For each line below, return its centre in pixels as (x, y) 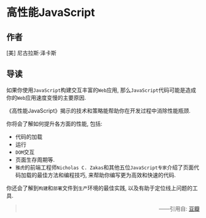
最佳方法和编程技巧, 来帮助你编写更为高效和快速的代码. (106, 175)
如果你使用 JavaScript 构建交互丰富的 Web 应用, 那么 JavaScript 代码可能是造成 (101, 90)
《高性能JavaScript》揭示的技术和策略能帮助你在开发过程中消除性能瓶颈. (99, 110)
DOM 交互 (25, 152)
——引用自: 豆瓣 (179, 208)
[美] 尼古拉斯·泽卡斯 (32, 53)
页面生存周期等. (35, 159)
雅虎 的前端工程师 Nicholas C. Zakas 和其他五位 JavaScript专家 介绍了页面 (105, 167)
